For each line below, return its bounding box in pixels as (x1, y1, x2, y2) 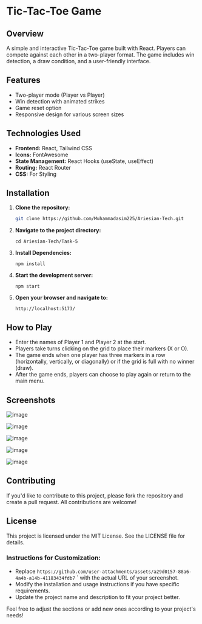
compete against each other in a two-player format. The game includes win (6, 51, 195, 58)
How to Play (6, 322, 53, 333)
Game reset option (15, 104, 62, 111)
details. (6, 538, 25, 546)
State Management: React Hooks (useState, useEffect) (15, 157, 153, 165)
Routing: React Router (15, 164, 72, 171)
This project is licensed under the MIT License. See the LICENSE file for (6, 532, 186, 539)
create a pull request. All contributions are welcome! (6, 498, 137, 505)
